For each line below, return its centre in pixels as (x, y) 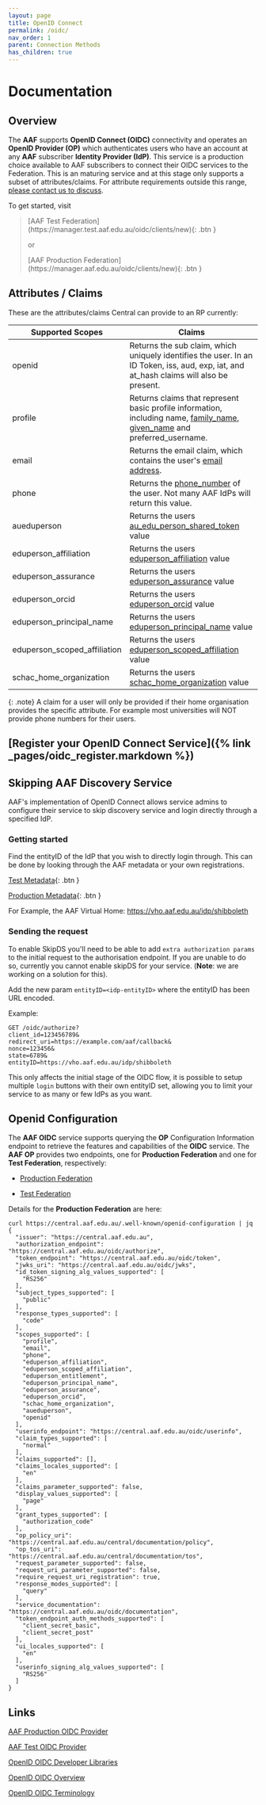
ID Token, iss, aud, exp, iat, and (187, 365)
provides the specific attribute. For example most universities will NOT (123, 710)
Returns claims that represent (184, 398)
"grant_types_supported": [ (62, 1515)
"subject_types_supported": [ (65, 1293)
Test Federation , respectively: (57, 1163)
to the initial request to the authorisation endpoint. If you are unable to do (127, 957)
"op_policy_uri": (44, 1536)
